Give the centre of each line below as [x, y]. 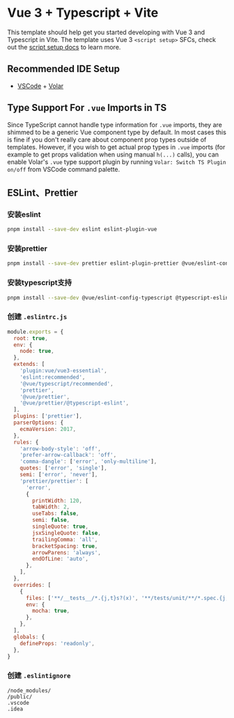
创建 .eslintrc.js [37, 317]
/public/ [20, 696]
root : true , [31, 338]
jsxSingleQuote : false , [67, 533]
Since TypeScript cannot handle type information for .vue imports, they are [115, 124]
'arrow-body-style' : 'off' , [60, 448]
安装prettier [27, 249]
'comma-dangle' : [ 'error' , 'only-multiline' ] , [88, 462]
